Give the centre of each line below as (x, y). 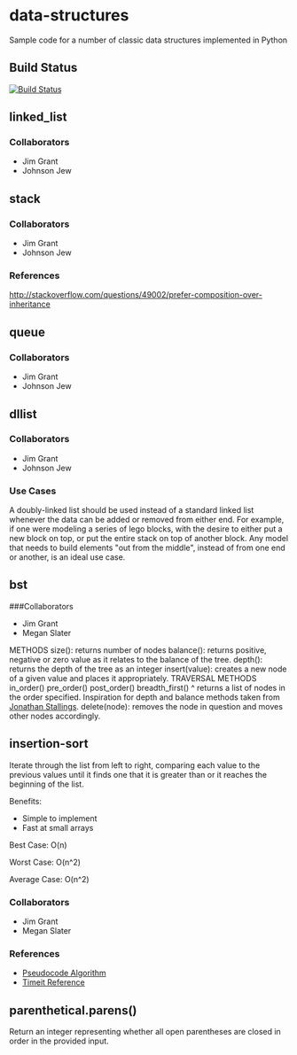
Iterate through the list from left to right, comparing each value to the (135, 765)
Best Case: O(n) (39, 845)
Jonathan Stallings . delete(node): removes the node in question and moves (146, 706)
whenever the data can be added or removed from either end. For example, (147, 520)
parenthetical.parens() (73, 1010)
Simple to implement (59, 818)
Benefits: (26, 801)
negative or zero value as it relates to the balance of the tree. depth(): (136, 659)
